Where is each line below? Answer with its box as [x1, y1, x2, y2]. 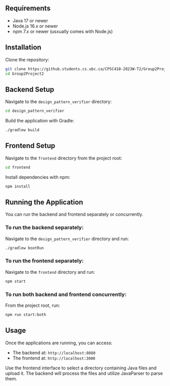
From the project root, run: [5, 302, 60, 308]
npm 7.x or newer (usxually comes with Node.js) [12, 28, 113, 35]
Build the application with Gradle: [5, 118, 74, 124]
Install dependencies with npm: [5, 174, 71, 180]
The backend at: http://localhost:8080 [12, 349, 96, 356]
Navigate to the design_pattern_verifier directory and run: [5, 236, 129, 242]
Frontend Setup [5, 142, 56, 150]
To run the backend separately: [5, 224, 84, 231]
